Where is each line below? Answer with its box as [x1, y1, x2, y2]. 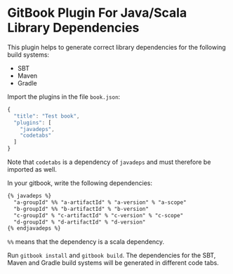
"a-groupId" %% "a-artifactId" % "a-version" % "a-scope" [13, 198, 187, 206]
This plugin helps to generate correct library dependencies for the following [7, 43, 226, 51]
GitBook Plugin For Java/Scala [7, 5, 187, 21]
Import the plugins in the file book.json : [7, 93, 121, 101]
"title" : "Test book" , [13, 112, 80, 120]
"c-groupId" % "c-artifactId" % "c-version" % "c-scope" [13, 212, 184, 219]
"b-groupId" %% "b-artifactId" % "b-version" [13, 205, 149, 212]
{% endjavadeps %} [7, 225, 61, 232]
